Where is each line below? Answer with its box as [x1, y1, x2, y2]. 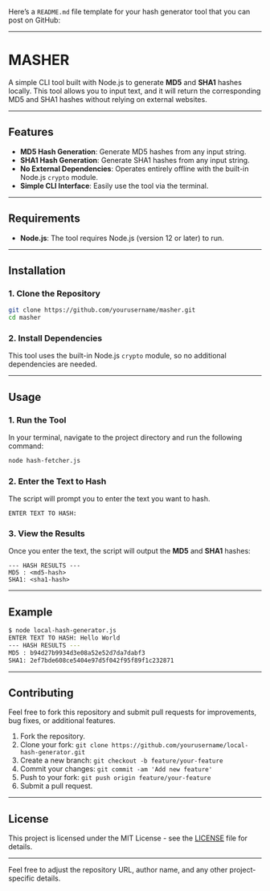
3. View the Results [8, 528, 86, 539]
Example [8, 605, 53, 619]
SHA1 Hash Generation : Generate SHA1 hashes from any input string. [19, 155, 251, 165]
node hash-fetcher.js [8, 456, 81, 464]
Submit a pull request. [19, 781, 93, 791]
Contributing [8, 686, 74, 700]
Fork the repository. [19, 731, 86, 742]
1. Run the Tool [8, 414, 67, 425]
